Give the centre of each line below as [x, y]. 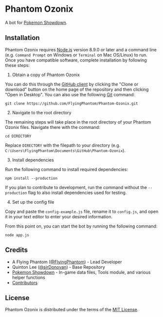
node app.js [17, 235]
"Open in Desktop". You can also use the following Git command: [70, 94]
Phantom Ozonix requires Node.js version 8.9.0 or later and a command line [81, 49]
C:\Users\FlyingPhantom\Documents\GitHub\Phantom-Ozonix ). [65, 150]
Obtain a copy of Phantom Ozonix [46, 75]
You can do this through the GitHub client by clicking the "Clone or [72, 84]
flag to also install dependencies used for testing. [77, 192]
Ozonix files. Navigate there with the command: [53, 127]
